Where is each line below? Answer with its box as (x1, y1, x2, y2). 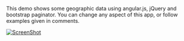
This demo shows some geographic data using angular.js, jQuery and (6, 5, 177, 12)
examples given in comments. (6, 18, 79, 24)
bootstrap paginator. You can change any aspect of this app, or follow (6, 11, 178, 18)
